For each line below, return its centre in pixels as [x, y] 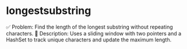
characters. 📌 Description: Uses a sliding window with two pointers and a [94, 33]
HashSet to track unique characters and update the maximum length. [89, 40]
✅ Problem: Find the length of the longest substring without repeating [89, 27]
